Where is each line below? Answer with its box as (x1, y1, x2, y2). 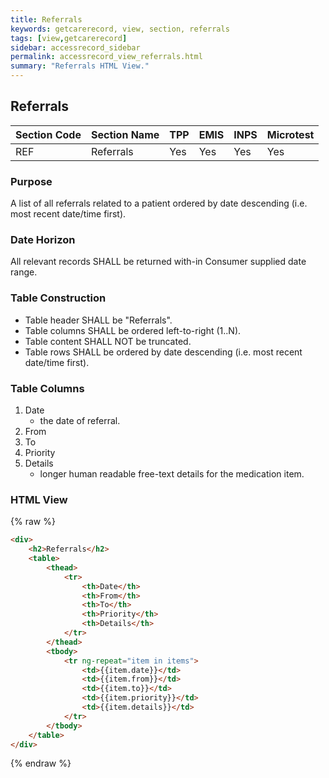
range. (10, 266, 38, 278)
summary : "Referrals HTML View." (10, 61, 150, 71)
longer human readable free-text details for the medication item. (39, 468, 305, 480)
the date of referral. (39, 415, 121, 426)
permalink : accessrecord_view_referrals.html (10, 52, 203, 62)
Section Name (90, 127, 160, 141)
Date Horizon (10, 233, 76, 247)
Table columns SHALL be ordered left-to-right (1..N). (24, 324, 242, 336)
